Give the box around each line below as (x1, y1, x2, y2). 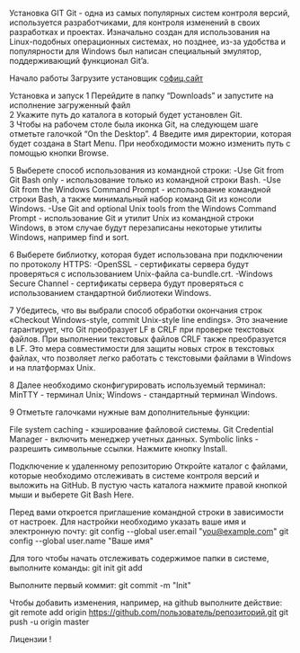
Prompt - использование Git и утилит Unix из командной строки (9, 213, 254, 223)
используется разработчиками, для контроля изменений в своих (9, 17, 260, 28)
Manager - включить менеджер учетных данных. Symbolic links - (9, 434, 259, 444)
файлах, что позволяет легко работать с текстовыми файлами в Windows (9, 353, 292, 363)
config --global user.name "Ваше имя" (9, 535, 154, 546)
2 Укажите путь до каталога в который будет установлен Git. (9, 110, 243, 120)
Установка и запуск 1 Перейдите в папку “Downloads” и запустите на (9, 90, 274, 101)
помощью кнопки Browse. (9, 148, 110, 158)
